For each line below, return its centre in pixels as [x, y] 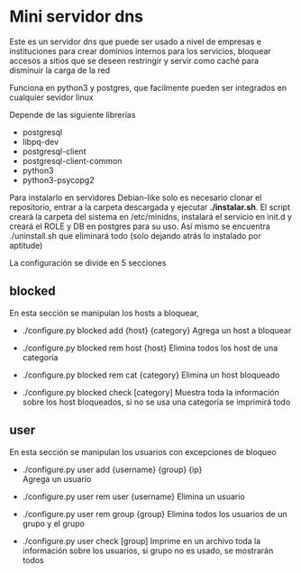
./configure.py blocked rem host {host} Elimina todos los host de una [150, 348]
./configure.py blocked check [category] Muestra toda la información [150, 392]
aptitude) [26, 245]
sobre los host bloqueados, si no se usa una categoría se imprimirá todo [156, 402]
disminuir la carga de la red [60, 70]
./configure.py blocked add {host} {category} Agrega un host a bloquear [157, 330]
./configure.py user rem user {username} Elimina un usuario [133, 496]
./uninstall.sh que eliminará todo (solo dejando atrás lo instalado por [135, 235]
